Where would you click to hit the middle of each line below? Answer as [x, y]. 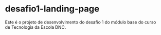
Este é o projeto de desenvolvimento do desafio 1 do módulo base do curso [81, 22]
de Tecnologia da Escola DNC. [36, 27]
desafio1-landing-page [52, 9]
